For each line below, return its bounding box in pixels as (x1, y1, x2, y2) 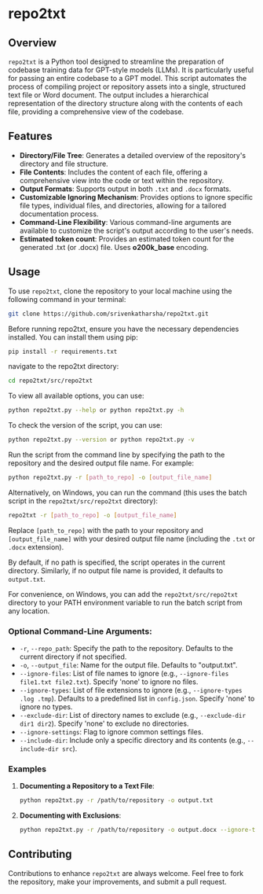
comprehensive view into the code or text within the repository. (19, 175, 225, 185)
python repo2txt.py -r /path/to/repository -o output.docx (19, 826, 217, 834)
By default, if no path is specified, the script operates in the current (8, 557, 225, 567)
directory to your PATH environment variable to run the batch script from (8, 598, 243, 607)
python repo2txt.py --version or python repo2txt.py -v (8, 436, 195, 444)
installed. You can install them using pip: (8, 332, 139, 342)
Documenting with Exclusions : (19, 811, 122, 820)
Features (8, 130, 53, 143)
